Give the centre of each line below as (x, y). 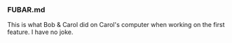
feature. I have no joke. (40, 32)
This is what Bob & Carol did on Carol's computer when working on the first (116, 25)
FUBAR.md (26, 10)
